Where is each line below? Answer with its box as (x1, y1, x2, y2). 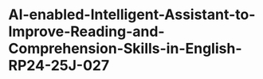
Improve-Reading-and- (8, 22, 165, 41)
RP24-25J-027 (8, 57, 110, 75)
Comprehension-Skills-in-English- (8, 40, 242, 57)
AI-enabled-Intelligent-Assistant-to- (8, 6, 256, 24)
